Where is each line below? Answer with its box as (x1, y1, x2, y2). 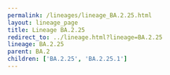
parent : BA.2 (7, 48, 50, 55)
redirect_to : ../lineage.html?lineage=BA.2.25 (7, 33, 163, 41)
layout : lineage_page (7, 19, 79, 27)
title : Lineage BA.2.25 (7, 26, 86, 34)
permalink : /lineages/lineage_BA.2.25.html (7, 11, 153, 20)
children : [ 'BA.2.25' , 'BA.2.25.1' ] (7, 55, 128, 63)
